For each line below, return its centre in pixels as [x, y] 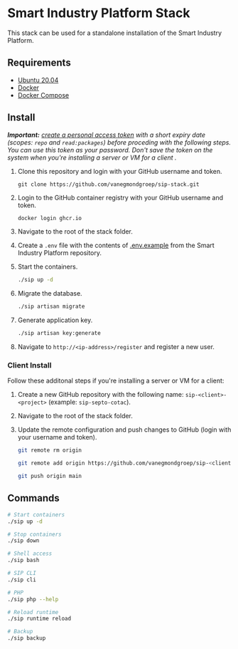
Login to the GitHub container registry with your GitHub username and [120, 197]
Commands [34, 498]
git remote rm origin [49, 450]
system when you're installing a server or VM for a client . [92, 157]
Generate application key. [55, 320]
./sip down [23, 541]
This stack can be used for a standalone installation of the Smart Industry [115, 33]
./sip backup [27, 638]
